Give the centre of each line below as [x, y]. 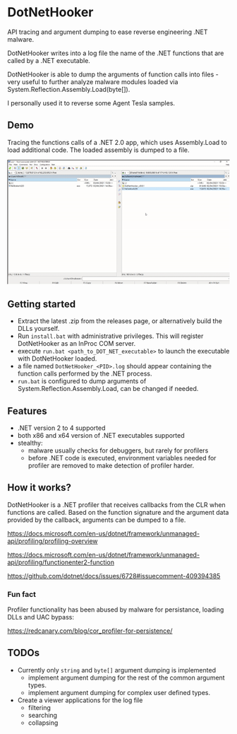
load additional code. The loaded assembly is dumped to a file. [98, 150]
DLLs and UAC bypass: [41, 617]
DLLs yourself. [38, 329]
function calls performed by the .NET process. [85, 374]
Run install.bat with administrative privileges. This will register [110, 336]
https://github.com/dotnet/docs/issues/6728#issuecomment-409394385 [114, 576]
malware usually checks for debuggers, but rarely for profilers [118, 450]
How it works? [39, 488]
